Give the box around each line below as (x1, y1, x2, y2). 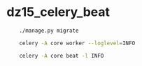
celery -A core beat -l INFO (19, 52, 104, 59)
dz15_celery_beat (6, 4, 110, 20)
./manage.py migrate (19, 27, 79, 34)
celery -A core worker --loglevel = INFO (19, 40, 136, 47)
